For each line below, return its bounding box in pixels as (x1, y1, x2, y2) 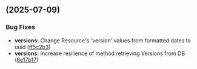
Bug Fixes (5, 23, 36, 31)
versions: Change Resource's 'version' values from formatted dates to (14, 36, 192, 44)
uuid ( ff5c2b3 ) (14, 43, 51, 50)
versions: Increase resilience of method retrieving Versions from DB (14, 50, 185, 57)
